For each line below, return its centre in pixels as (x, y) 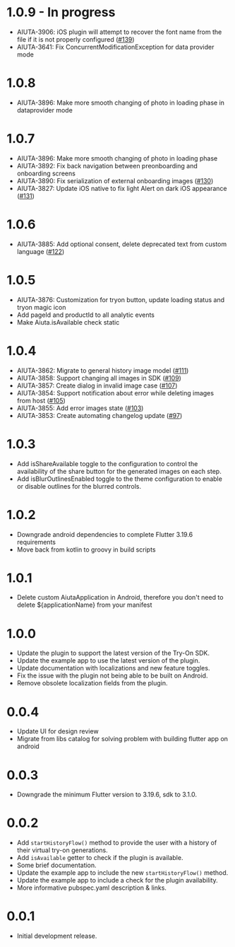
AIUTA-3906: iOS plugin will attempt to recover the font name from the (119, 32)
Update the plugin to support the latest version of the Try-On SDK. (113, 653)
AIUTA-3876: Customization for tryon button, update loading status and (121, 300)
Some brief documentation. (56, 865)
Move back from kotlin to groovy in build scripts (86, 550)
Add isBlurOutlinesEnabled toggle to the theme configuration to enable (120, 479)
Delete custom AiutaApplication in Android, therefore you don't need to (120, 598)
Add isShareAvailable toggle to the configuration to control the (107, 463)
